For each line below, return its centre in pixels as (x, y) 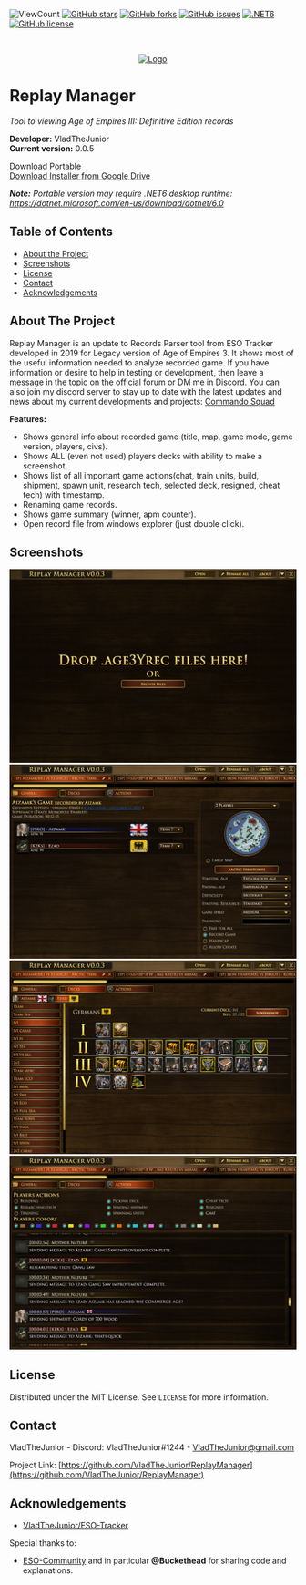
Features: (28, 418)
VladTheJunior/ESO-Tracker (76, 1526)
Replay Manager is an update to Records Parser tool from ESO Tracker (142, 343)
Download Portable (46, 166)
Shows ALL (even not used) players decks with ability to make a (142, 456)
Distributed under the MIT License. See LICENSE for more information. (139, 1397)
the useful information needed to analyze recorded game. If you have (139, 362)
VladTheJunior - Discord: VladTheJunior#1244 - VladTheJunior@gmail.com (152, 1447)
